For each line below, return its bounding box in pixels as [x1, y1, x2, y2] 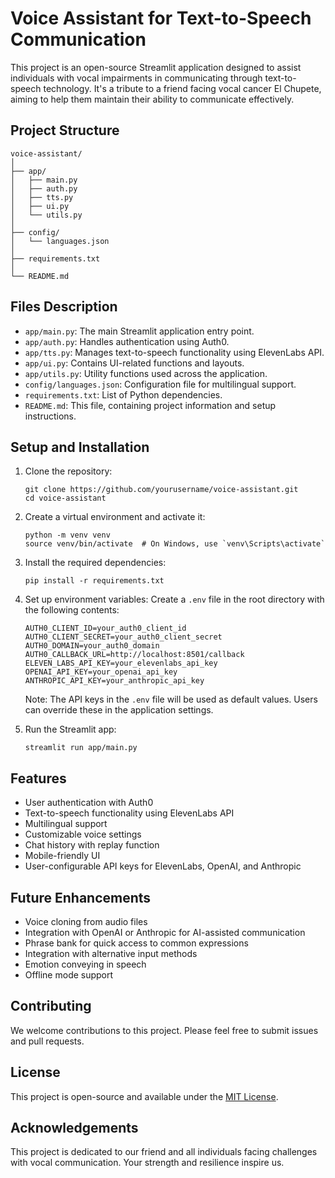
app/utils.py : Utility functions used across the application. [24, 367, 268, 379]
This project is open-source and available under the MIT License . [10, 1090, 279, 1102]
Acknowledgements [10, 1120, 139, 1137]
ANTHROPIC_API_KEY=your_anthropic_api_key [24, 676, 205, 686]
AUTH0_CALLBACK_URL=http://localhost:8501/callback [24, 650, 245, 660]
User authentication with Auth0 [24, 797, 154, 809]
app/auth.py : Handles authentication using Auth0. [24, 335, 230, 347]
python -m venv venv [24, 530, 111, 541]
